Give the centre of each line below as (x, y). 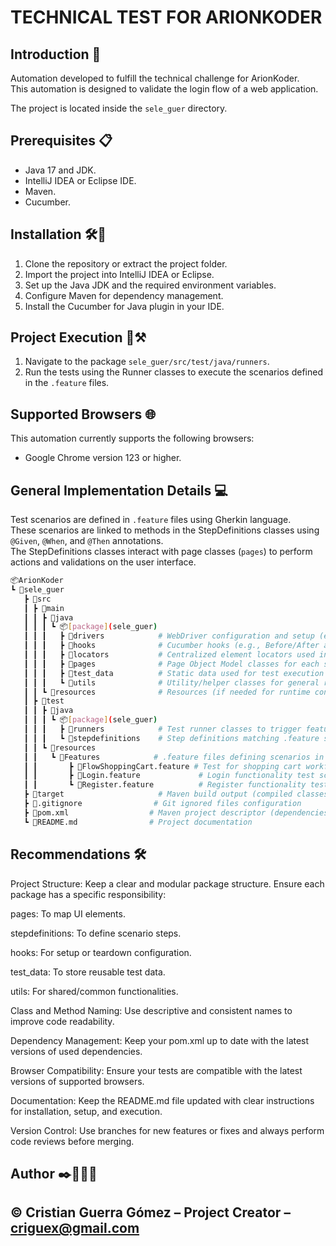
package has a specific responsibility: (88, 894)
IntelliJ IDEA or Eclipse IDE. (80, 180)
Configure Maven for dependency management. (124, 295)
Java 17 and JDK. (60, 170)
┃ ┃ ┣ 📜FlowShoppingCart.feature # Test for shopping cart (162, 766)
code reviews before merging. (72, 1141)
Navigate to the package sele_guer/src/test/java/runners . (147, 362)
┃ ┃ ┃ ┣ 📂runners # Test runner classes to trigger (162, 729)
